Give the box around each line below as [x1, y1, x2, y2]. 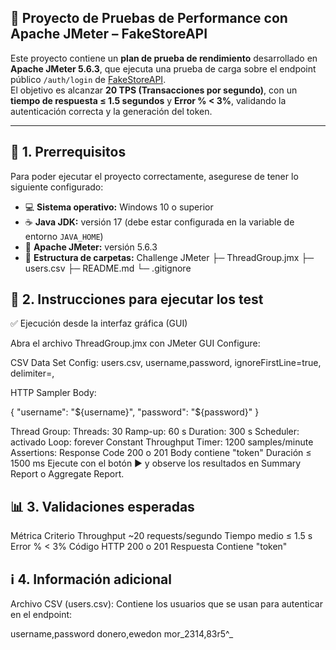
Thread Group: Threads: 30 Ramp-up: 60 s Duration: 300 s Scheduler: [10, 426, 300, 438]
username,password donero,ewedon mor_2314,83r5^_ [10, 628, 234, 640]
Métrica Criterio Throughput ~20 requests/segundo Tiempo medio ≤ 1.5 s [10, 530, 313, 542]
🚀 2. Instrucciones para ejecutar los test [10, 291, 264, 308]
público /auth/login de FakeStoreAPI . [10, 73, 167, 85]
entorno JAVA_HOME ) [24, 230, 104, 242]
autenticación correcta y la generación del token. [10, 105, 213, 117]
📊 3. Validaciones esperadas [10, 498, 195, 515]
